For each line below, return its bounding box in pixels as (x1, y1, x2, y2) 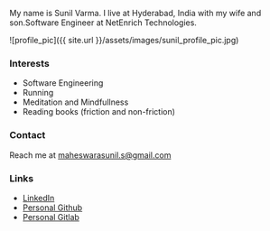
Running (22, 88, 54, 98)
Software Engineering (22, 78, 104, 88)
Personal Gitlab (22, 211, 79, 222)
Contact (9, 129, 46, 142)
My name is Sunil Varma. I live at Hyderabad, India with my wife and (9, 8, 262, 18)
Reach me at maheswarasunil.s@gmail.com (9, 149, 172, 161)
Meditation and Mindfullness (22, 97, 129, 107)
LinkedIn (22, 192, 55, 203)
